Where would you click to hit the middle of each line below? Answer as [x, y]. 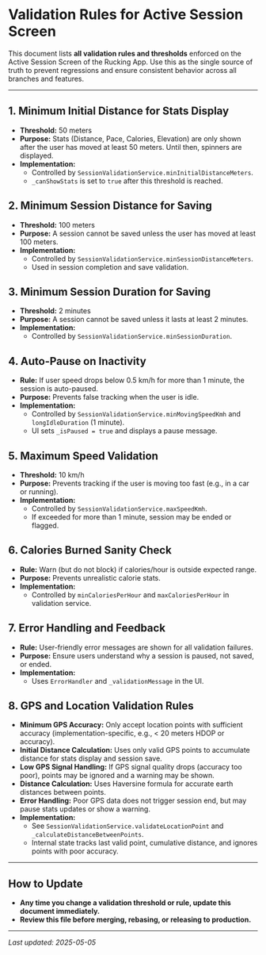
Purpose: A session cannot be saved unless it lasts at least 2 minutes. [134, 320]
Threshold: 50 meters [56, 130]
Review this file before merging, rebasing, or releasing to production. [135, 920]
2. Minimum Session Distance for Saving [110, 206]
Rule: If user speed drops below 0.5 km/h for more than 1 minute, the [132, 380]
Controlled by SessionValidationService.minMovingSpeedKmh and [136, 414]
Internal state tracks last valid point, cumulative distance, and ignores [144, 843]
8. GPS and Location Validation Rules [101, 706]
